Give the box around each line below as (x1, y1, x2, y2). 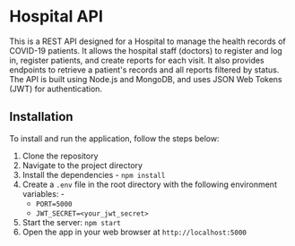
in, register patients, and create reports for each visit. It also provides (9, 55, 265, 65)
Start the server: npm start (22, 216, 121, 227)
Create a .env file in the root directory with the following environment (22, 179, 278, 190)
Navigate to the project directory (22, 159, 143, 171)
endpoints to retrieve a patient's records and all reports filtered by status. (9, 64, 280, 75)
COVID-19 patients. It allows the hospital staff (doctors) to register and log (9, 45, 282, 55)
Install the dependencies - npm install (22, 169, 166, 180)
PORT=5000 (35, 199, 74, 208)
